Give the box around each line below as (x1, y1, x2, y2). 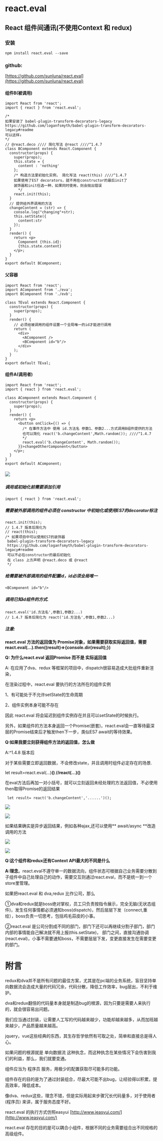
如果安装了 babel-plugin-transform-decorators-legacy (5, 119, 113, 124)
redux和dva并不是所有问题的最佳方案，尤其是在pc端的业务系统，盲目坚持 (5, 977, 152, 983)
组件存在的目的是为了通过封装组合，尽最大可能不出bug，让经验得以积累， (5, 1076, 153, 1082)
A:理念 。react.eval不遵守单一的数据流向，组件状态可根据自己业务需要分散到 (5, 868, 157, 874)
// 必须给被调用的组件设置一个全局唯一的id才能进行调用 (14, 322, 112, 327)
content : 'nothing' (17, 164, 60, 169)
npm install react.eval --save (5, 51, 68, 56)
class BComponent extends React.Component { (5, 147, 97, 152)
